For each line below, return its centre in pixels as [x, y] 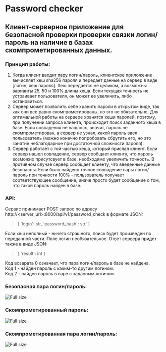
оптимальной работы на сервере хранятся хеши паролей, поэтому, [84, 117]
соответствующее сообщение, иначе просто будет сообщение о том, [86, 180]
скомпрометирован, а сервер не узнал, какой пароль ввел [75, 133]
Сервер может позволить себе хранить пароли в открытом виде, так [86, 106]
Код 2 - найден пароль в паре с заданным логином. [60, 274]
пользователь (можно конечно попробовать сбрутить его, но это [82, 138]
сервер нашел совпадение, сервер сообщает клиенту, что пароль [83, 153]
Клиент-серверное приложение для [64, 27]
